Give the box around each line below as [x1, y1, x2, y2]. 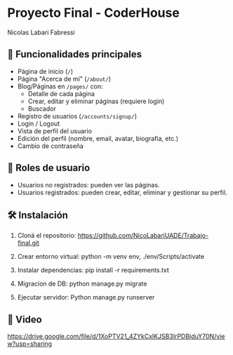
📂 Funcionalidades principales [7, 48, 142, 60]
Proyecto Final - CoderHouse [7, 5, 180, 21]
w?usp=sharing [7, 340, 53, 348]
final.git [17, 239, 40, 247]
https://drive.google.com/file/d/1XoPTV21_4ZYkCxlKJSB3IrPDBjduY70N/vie [7, 332, 225, 341]
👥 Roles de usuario [7, 162, 91, 174]
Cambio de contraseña [17, 142, 84, 150]
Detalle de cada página [27, 89, 95, 98]
